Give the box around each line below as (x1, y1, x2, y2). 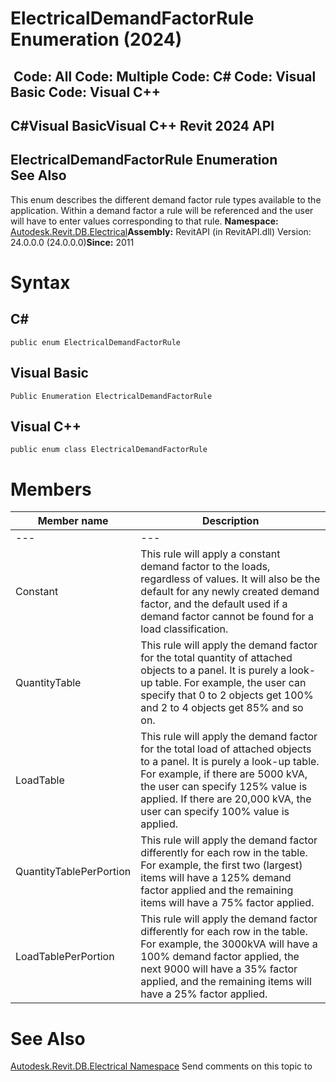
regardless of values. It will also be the (140, 572, 321, 586)
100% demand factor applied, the (140, 950, 300, 964)
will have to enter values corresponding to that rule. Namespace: (10, 215, 279, 227)
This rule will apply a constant (140, 547, 281, 561)
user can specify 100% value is (140, 805, 290, 819)
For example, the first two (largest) (140, 858, 303, 872)
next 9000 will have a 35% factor (140, 962, 298, 976)
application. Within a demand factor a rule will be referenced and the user (10, 204, 314, 216)
